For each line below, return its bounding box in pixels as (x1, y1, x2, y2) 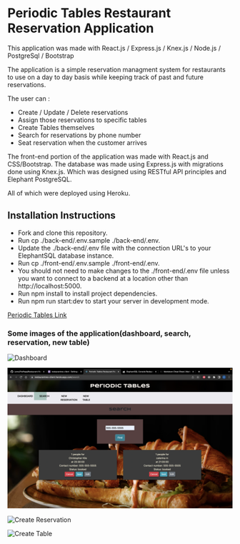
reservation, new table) (7, 337, 90, 347)
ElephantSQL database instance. (17, 251, 114, 260)
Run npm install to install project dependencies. (17, 289, 158, 298)
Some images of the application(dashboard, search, (7, 328, 191, 338)
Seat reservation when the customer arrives (17, 138, 148, 147)
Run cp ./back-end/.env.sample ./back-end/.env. (17, 236, 161, 244)
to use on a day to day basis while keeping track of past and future (7, 73, 204, 81)
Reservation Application (7, 20, 154, 36)
